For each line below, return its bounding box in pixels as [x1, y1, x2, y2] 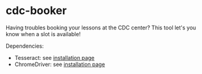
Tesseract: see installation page [14, 54, 95, 61]
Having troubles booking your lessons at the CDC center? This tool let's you [5, 24, 197, 31]
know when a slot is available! [5, 30, 81, 37]
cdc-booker [5, 4, 67, 18]
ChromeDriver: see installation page [14, 61, 105, 68]
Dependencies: [5, 42, 44, 50]
